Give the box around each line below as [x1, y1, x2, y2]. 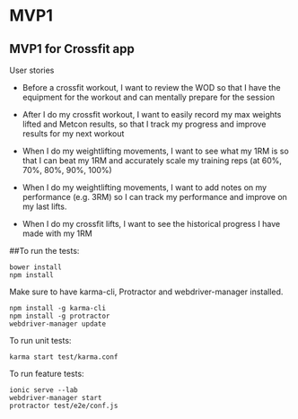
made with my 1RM [22, 228, 92, 239]
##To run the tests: [9, 246, 80, 256]
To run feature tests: [9, 369, 84, 379]
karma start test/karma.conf [9, 353, 118, 362]
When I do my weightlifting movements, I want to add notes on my [22, 182, 267, 193]
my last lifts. [22, 201, 67, 212]
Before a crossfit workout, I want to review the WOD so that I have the [22, 83, 281, 92]
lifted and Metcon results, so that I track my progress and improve [22, 118, 267, 129]
